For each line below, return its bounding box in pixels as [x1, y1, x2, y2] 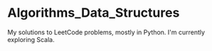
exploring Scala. [7, 35, 55, 43]
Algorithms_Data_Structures [7, 5, 180, 21]
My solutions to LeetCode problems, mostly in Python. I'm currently [7, 28, 205, 36]
